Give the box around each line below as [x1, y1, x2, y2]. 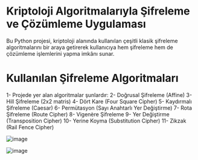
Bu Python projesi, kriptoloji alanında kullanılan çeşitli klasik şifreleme [6, 37, 178, 44]
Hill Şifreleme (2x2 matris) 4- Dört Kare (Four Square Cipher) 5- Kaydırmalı [6, 98, 192, 105]
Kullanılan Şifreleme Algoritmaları [6, 72, 179, 85]
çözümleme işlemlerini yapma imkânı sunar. [6, 50, 115, 57]
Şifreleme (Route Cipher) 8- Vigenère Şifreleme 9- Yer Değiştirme [6, 110, 170, 118]
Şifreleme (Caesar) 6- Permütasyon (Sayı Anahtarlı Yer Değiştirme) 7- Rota [6, 104, 192, 112]
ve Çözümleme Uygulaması [6, 17, 146, 31]
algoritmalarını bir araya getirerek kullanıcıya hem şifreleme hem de [6, 44, 174, 51]
